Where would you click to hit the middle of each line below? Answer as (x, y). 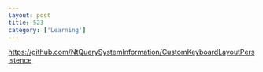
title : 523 (26, 23)
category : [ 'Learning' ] (47, 30)
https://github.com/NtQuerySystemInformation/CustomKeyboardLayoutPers (131, 52)
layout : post (30, 15)
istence (20, 60)
